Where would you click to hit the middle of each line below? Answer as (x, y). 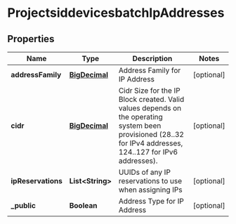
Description (152, 59)
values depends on (150, 108)
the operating (140, 117)
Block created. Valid (151, 99)
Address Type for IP (151, 201)
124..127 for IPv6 (148, 152)
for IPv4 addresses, (151, 143)
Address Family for (150, 70)
